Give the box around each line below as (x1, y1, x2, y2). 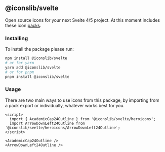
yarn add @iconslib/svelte (5, 65, 61, 70)
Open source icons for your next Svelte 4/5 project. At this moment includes (5, 17, 160, 23)
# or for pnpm (5, 70, 35, 75)
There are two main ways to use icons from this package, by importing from (5, 97, 160, 103)
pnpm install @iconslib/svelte (5, 74, 70, 79)
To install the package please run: (5, 46, 74, 52)
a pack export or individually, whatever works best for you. (5, 102, 125, 108)
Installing (5, 35, 28, 42)
